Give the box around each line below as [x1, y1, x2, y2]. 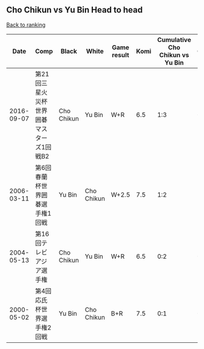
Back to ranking [6, 21, 46, 28]
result [112, 51, 129, 59]
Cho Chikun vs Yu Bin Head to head [6, 5, 143, 15]
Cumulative [157, 35, 191, 44]
